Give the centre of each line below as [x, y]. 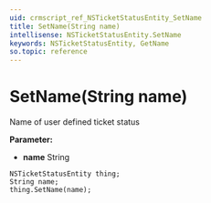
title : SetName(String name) [65, 26]
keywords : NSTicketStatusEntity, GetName [90, 43]
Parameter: [31, 140]
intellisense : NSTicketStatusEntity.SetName [95, 35]
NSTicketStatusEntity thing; [65, 174]
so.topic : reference [49, 52]
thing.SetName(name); [51, 190]
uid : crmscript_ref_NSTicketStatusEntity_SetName [106, 18]
